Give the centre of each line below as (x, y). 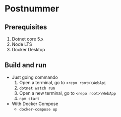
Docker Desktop (28, 50)
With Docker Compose (35, 104)
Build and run (26, 65)
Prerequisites (26, 27)
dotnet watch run (37, 88)
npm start (30, 99)
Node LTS (22, 44)
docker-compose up (38, 109)
